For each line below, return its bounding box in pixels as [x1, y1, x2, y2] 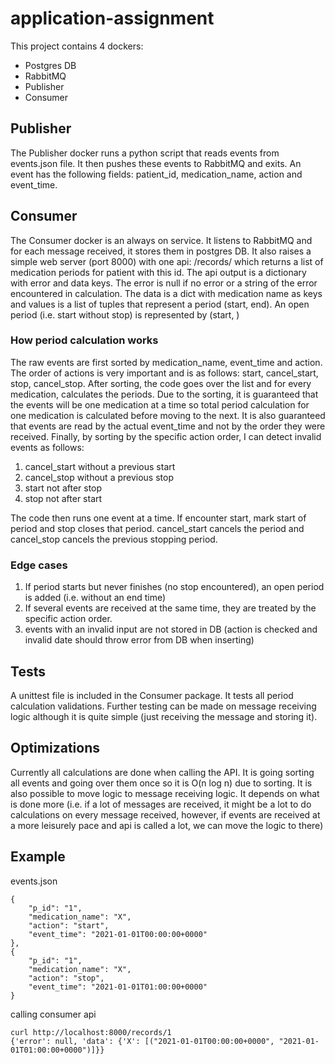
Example [10, 848, 66, 866]
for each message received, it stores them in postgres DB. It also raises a [10, 245, 312, 257]
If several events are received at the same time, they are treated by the [24, 602, 317, 614]
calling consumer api [10, 1008, 97, 1020]
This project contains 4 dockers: [10, 40, 144, 52]
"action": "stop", [28, 973, 105, 983]
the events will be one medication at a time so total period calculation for [10, 398, 310, 411]
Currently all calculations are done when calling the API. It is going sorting [10, 766, 315, 778]
